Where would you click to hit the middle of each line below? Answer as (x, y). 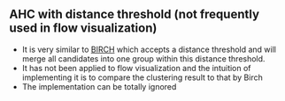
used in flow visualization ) (83, 29)
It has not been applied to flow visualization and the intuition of (136, 68)
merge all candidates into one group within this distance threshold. (143, 58)
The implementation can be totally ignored (99, 86)
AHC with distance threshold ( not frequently (134, 14)
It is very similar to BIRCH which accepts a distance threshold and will (149, 49)
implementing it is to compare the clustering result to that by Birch (142, 77)
